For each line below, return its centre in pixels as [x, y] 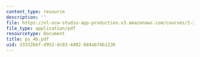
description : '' [26, 17]
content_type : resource [36, 12]
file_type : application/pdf [41, 28]
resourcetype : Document [36, 34]
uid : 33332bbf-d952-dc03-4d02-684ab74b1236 [61, 45]
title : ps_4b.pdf [28, 39]
